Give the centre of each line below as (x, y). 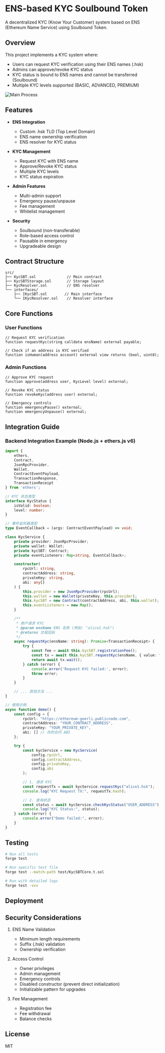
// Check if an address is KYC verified (47, 351)
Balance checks (36, 1019)
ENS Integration (29, 122)
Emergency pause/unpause (47, 201)
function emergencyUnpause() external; (46, 412)
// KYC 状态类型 (20, 496)
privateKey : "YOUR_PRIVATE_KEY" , (57, 728)
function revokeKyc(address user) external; (51, 395)
